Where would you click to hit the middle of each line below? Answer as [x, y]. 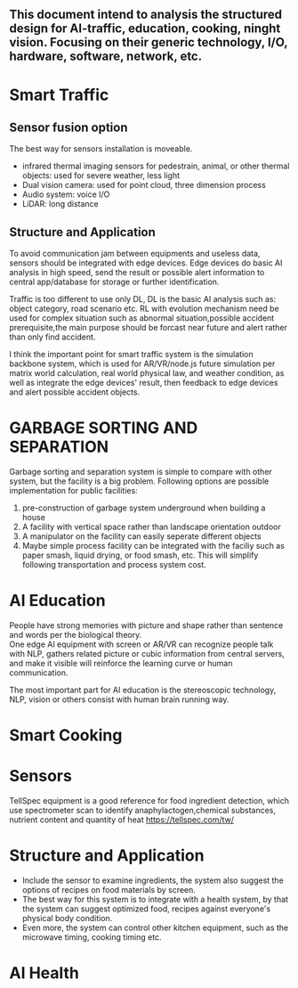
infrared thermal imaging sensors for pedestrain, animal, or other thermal [156, 166]
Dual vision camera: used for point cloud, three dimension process [144, 185]
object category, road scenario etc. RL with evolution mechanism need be [144, 309]
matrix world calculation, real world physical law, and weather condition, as [147, 373]
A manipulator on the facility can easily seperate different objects [141, 536]
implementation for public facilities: [73, 491]
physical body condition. [67, 919]
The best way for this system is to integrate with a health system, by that [155, 900]
